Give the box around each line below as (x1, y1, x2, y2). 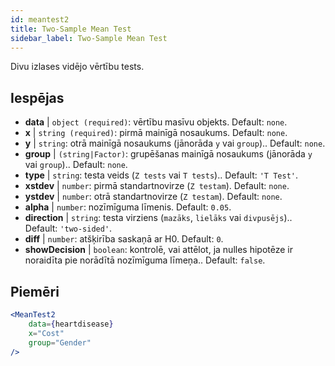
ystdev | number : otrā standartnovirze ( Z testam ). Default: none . (24, 191, 283, 203)
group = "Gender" (28, 337, 92, 348)
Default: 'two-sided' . (24, 222, 113, 235)
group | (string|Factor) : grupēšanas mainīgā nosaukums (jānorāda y (24, 148, 313, 160)
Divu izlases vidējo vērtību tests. (10, 61, 145, 73)
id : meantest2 (10, 14, 70, 25)
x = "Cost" (28, 328, 65, 338)
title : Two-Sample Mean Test (10, 24, 132, 34)
